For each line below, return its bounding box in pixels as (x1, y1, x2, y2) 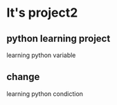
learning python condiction (6, 89, 84, 98)
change (6, 71, 40, 83)
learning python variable (6, 51, 76, 59)
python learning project (6, 33, 111, 45)
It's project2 (6, 5, 78, 21)
